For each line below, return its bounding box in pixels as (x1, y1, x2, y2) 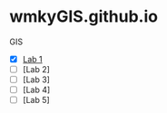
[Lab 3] (22, 74, 50, 85)
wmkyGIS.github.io (9, 6, 159, 27)
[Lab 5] (22, 95, 50, 106)
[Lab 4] (22, 84, 51, 96)
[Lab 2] (22, 64, 50, 74)
